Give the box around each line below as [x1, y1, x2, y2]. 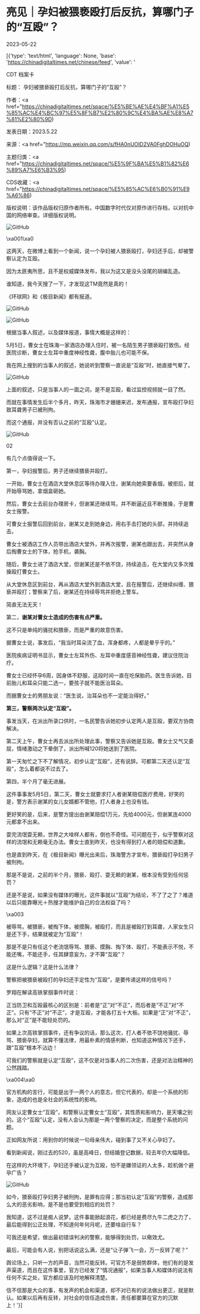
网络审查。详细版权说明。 [16, 211, 79, 219]
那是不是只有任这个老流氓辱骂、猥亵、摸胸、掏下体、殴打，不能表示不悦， [6, 943, 189, 950]
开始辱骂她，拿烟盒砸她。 [6, 487, 69, 495]
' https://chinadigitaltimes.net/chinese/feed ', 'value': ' [6, 58, 136, 66]
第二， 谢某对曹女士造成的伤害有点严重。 [6, 613, 105, 621]
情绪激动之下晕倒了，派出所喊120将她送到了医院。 [16, 745, 140, 752]
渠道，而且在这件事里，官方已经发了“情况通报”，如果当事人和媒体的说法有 [11, 1266, 193, 1273]
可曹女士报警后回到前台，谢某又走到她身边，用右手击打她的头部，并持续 [6, 520, 183, 527]
